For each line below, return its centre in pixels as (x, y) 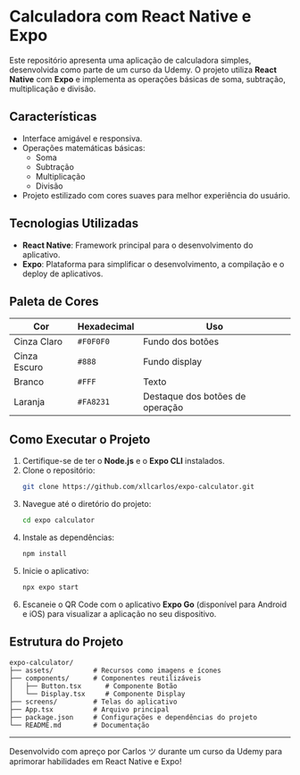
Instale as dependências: (68, 537)
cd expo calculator (58, 520)
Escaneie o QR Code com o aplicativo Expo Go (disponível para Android (154, 604)
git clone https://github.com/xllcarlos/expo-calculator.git (138, 487)
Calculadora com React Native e (130, 17)
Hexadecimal (106, 326)
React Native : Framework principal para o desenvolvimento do (137, 245)
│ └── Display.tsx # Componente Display (97, 694)
